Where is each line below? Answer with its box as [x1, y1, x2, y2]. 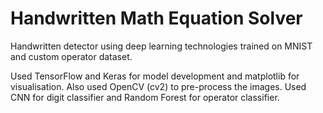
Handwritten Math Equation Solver [10, 7, 303, 30]
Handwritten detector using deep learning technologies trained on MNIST [10, 40, 313, 52]
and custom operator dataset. [10, 50, 133, 62]
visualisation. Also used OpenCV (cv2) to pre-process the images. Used [10, 80, 307, 92]
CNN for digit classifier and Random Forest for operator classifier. [10, 91, 280, 103]
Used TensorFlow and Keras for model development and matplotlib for [10, 70, 300, 82]
